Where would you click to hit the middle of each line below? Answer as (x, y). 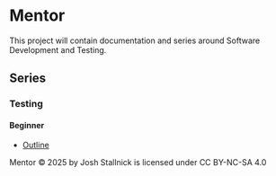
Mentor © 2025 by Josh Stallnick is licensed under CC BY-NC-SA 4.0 (138, 163)
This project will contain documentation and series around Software (135, 40)
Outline (36, 145)
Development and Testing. (58, 49)
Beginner (27, 125)
